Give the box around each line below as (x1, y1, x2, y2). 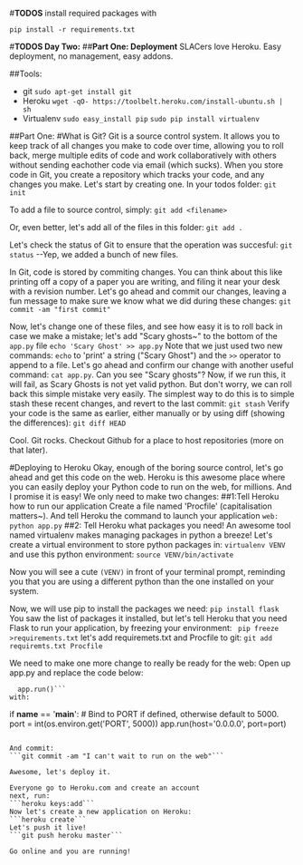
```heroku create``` (9, 815, 88, 824)
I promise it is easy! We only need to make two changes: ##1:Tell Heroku (9, 491, 279, 501)
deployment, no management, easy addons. (9, 51, 174, 62)
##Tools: (9, 68, 43, 79)
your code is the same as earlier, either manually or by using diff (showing (9, 408, 285, 418)
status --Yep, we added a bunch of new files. (9, 249, 179, 259)
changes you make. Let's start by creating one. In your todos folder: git (9, 179, 277, 190)
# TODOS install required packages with (9, 8, 156, 18)
